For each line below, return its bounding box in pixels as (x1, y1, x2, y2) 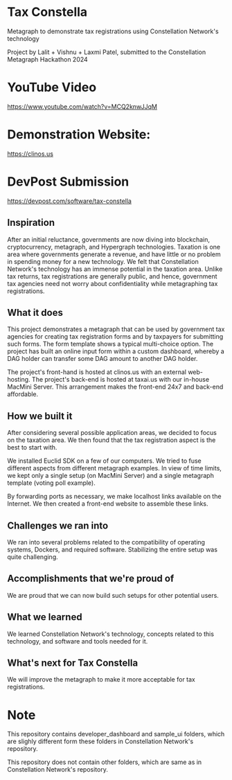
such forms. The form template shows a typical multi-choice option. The (7, 340, 213, 348)
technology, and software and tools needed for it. (7, 637, 148, 645)
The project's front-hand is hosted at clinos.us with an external (7, 368, 187, 376)
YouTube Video (7, 80, 97, 96)
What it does (7, 306, 64, 319)
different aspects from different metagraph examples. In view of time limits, (7, 464, 222, 472)
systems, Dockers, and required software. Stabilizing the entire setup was (7, 545, 218, 553)
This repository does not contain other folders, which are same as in (7, 758, 202, 766)
